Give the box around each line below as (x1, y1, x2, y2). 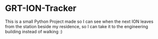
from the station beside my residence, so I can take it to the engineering (5, 23, 148, 29)
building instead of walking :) (5, 29, 63, 34)
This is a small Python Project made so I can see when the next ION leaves (5, 19, 154, 24)
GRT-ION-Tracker (5, 3, 77, 14)
